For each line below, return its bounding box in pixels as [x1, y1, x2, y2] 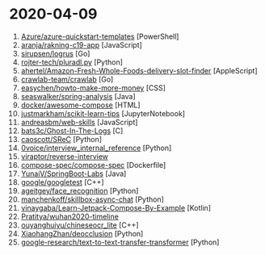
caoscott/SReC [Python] [20, 134, 103, 144]
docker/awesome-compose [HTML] [20, 100, 141, 110]
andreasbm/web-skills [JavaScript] [20, 117, 138, 127]
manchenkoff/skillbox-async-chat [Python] [20, 194, 165, 204]
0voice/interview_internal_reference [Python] [20, 143, 172, 153]
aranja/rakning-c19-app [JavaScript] [20, 40, 142, 49]
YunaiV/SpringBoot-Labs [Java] [20, 169, 127, 178]
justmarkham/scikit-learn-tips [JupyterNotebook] [20, 108, 185, 118]
